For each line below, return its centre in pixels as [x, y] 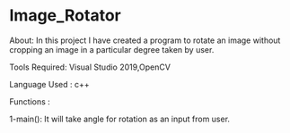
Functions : [30, 101]
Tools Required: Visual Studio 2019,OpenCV [90, 67]
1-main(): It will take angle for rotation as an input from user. [120, 119]
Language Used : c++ [49, 84]
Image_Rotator [65, 16]
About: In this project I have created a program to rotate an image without [145, 40]
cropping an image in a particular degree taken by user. [112, 49]
